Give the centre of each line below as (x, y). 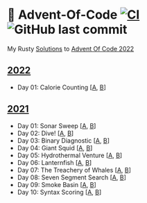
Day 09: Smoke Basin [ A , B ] (57, 184)
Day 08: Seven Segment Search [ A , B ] (72, 177)
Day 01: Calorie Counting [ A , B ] (61, 87)
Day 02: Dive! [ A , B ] (45, 133)
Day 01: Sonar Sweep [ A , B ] (57, 125)
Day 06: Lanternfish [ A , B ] (54, 162)
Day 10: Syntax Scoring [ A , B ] (59, 192)
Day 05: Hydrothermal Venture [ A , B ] (70, 155)
